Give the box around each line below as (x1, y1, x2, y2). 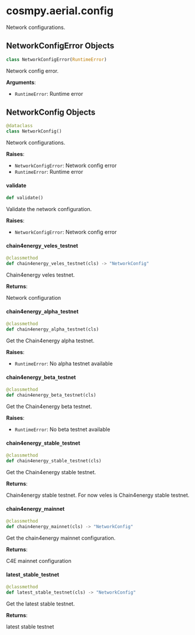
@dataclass (6, 123, 33, 129)
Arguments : (6, 79, 37, 86)
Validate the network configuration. (6, 206, 92, 213)
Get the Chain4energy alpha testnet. (6, 337, 95, 344)
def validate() (6, 195, 44, 201)
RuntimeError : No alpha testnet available (14, 360, 113, 367)
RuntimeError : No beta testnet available (14, 426, 110, 433)
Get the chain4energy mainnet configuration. (6, 534, 116, 542)
